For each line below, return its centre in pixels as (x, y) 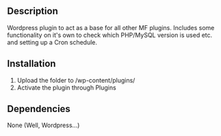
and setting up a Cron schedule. (52, 42)
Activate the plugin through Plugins (66, 87)
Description (32, 11)
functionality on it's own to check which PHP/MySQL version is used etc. (110, 35)
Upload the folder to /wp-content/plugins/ (76, 80)
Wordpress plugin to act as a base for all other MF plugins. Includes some (111, 27)
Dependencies (39, 109)
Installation (31, 64)
